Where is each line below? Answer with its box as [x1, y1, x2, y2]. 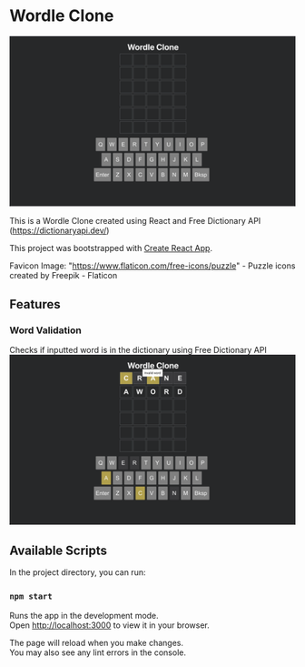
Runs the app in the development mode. [9, 611, 159, 622]
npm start [9, 591, 53, 601]
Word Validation [9, 324, 82, 337]
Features [9, 297, 61, 312]
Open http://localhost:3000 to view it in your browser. [9, 620, 211, 631]
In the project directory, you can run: [9, 566, 146, 578]
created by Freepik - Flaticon [9, 270, 118, 281]
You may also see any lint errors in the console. [9, 647, 186, 658]
